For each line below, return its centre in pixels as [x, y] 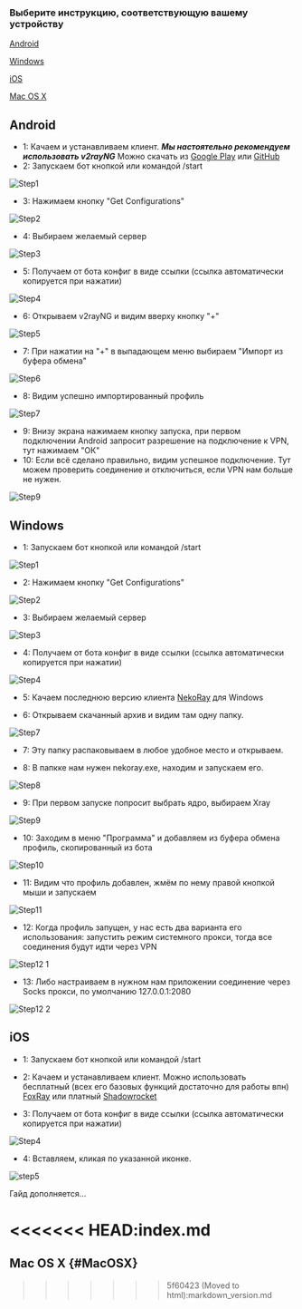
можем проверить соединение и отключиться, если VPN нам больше [158, 470]
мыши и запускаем [59, 892]
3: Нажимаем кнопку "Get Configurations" [104, 201]
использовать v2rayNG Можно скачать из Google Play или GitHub [151, 157]
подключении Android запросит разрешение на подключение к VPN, [156, 441]
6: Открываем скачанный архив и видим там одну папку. [133, 714]
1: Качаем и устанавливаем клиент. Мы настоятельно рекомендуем [156, 147]
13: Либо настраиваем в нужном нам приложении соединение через [156, 982]
